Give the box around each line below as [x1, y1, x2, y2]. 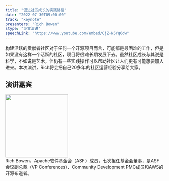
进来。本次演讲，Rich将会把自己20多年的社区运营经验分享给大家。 [5, 64, 143, 70]
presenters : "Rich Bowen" [5, 21, 59, 27]
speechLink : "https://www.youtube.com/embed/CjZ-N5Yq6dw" [5, 31, 129, 36]
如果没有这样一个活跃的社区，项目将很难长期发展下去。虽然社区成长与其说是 [5, 51, 164, 57]
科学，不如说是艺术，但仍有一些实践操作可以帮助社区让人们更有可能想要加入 [5, 58, 164, 64]
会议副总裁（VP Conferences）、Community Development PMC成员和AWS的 [5, 164, 163, 170]
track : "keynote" [5, 17, 42, 22]
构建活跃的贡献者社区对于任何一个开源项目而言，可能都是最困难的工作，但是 [5, 45, 164, 51]
